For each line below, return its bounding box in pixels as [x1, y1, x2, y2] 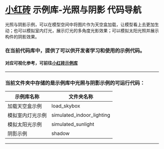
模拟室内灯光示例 [7, 112, 47, 119]
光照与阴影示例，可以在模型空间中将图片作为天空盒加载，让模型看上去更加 [5, 21, 155, 27]
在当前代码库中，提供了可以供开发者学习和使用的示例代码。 [5, 47, 145, 54]
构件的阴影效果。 [5, 34, 40, 40]
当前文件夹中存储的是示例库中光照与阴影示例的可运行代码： [5, 79, 145, 86]
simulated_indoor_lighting [51, 112, 111, 119]
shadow [51, 130, 70, 137]
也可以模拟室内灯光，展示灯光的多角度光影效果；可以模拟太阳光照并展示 [13, 27, 159, 33]
